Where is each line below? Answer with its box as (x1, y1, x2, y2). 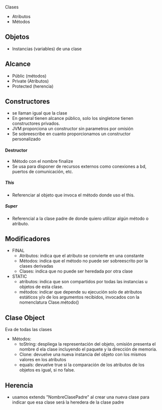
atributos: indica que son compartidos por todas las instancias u (19, 279, 148, 285)
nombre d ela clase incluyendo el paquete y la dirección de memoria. (19, 346, 158, 352)
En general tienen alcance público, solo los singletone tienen (12, 116, 133, 121)
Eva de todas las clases (5, 327, 52, 332)
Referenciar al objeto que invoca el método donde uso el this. (12, 192, 135, 198)
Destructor (5, 147, 28, 153)
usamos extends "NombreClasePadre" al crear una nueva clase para (12, 394, 149, 400)
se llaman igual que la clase (12, 110, 67, 116)
